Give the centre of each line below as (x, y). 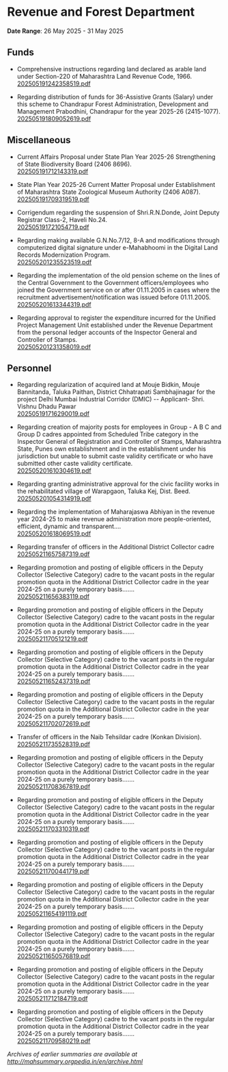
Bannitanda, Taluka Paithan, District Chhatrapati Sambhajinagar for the (116, 392)
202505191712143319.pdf (53, 171)
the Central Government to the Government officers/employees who (113, 282)
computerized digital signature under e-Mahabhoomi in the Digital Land (117, 247)
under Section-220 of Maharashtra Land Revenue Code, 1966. (104, 76)
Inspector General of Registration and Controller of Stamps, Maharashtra (119, 442)
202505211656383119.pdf (53, 597)
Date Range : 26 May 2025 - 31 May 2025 (66, 31)
